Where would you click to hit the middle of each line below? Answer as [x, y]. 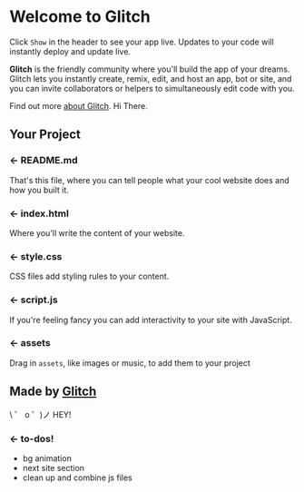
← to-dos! [32, 438]
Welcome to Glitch [80, 17]
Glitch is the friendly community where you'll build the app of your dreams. [150, 69]
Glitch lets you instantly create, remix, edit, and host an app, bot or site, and [151, 78]
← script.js [34, 300]
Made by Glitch [53, 392]
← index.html [39, 213]
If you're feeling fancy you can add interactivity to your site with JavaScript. [151, 320]
